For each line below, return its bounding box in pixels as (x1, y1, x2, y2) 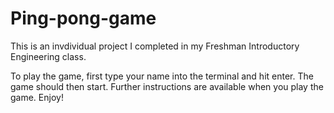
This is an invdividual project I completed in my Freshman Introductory (10, 40, 300, 52)
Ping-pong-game (10, 7, 157, 30)
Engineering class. (10, 50, 87, 62)
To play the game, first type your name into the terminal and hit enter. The (10, 70, 314, 82)
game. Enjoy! (10, 91, 64, 103)
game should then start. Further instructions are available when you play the (10, 80, 324, 92)
